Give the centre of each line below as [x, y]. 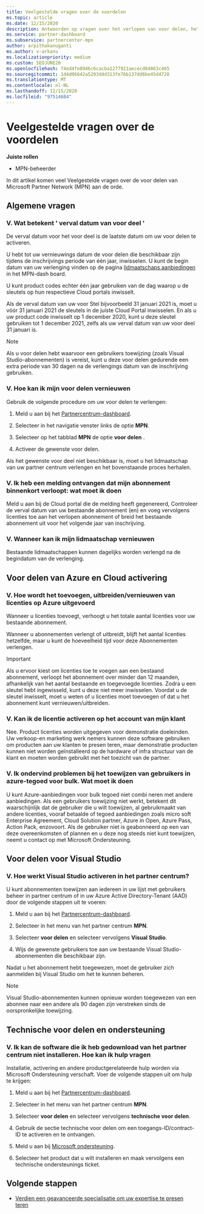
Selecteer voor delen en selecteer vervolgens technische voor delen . [103, 1116]
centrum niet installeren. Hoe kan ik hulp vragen [79, 1055]
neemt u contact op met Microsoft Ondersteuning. [69, 839]
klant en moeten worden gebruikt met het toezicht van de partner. [89, 758]
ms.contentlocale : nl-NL [38, 86]
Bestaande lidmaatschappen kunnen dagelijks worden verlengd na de [93, 552]
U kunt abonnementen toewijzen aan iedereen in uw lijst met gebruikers [96, 889]
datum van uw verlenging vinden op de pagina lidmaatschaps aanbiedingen [101, 268]
